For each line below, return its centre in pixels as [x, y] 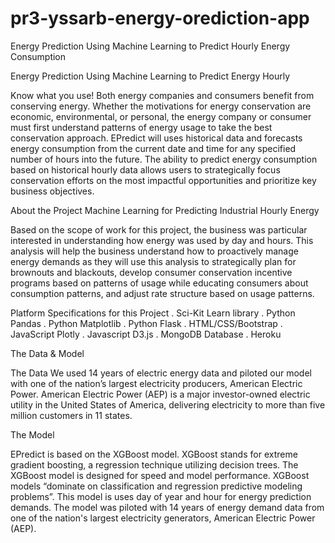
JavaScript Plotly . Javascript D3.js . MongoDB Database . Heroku [146, 334]
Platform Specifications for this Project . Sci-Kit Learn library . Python [153, 313]
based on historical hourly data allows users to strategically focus [145, 169]
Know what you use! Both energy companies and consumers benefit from [162, 95]
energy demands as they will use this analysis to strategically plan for [153, 261]
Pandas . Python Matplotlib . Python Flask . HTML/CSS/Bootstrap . [146, 323]
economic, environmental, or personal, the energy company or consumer [161, 116]
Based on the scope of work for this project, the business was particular [159, 229]
